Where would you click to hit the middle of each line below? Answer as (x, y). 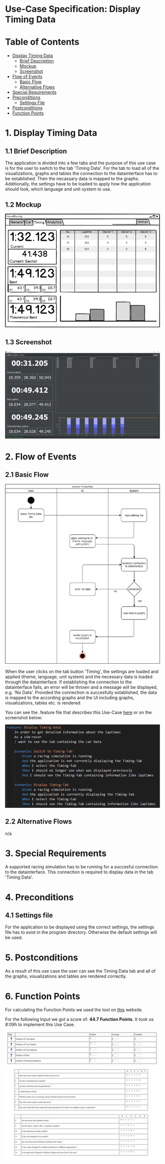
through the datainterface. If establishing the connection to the (69, 682)
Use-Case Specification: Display (73, 9)
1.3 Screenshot (28, 342)
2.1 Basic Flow (27, 475)
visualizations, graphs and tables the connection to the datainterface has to (81, 174)
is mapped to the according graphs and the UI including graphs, (70, 698)
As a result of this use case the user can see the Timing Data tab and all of (81, 971)
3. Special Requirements (56, 853)
